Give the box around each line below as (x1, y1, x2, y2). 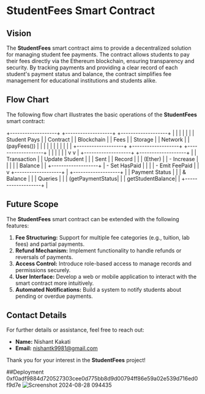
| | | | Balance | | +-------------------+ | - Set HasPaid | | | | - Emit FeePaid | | (6, 162, 199, 169)
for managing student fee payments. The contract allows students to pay (6, 51, 190, 58)
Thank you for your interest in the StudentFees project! (6, 357, 146, 364)
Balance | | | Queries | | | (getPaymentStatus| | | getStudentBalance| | (6, 175, 181, 182)
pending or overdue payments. (15, 292, 93, 300)
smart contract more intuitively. (15, 279, 94, 287)
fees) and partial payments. (15, 240, 84, 248)
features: (6, 222, 29, 229)
